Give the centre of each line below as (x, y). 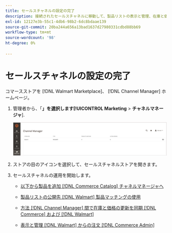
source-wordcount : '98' (31, 38)
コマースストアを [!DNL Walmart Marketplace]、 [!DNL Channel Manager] (83, 91)
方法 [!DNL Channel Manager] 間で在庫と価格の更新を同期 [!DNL (88, 207)
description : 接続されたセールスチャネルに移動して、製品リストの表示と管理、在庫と (85, 16)
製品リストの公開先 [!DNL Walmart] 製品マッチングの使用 (80, 197)
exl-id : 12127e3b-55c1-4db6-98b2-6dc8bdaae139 (56, 21)
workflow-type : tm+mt (28, 32)
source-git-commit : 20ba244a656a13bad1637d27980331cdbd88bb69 (73, 27)
